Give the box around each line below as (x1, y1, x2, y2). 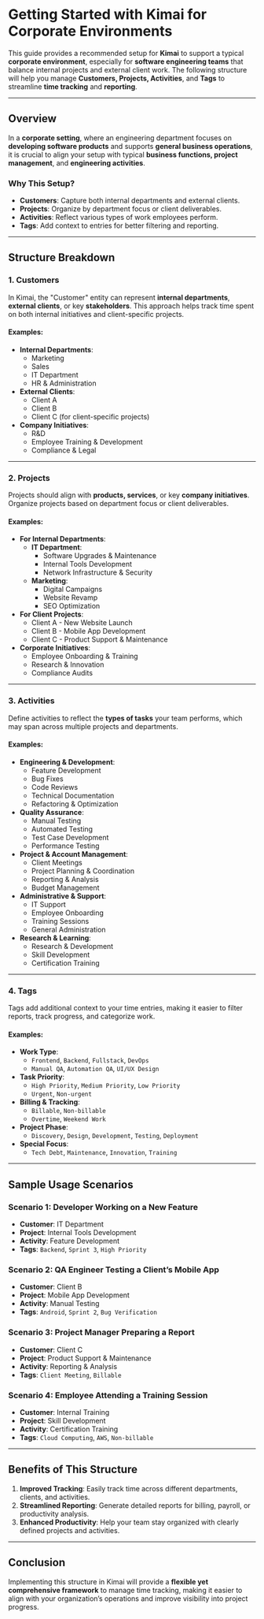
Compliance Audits (31, 668, 93, 678)
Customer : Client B (19, 1282, 82, 1292)
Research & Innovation (31, 660, 104, 669)
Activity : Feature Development (19, 1236, 120, 1246)
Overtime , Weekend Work (31, 1114, 106, 1124)
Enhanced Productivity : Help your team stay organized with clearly (19, 1517, 240, 1527)
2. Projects (8, 472, 50, 483)
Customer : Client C (19, 1345, 83, 1354)
